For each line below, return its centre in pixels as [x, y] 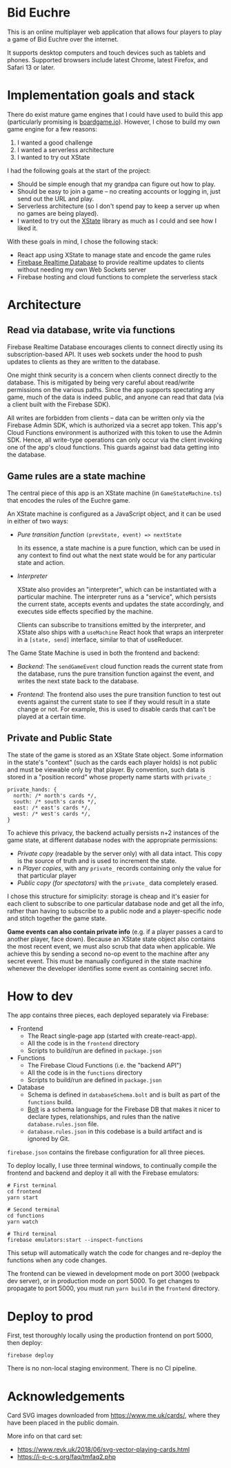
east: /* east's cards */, [52, 808]
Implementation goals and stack [101, 95]
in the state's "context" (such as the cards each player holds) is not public [112, 762]
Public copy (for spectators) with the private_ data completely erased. [118, 882]
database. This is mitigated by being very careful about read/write [101, 382]
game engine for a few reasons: [52, 129]
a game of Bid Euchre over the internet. [63, 39]
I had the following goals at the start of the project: [79, 170]
